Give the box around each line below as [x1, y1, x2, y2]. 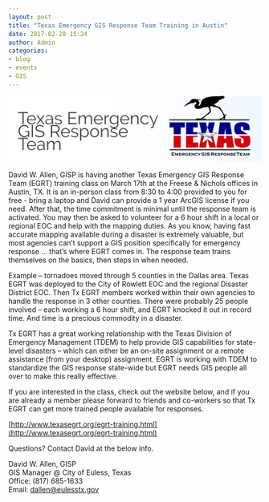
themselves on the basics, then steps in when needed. [8, 255, 189, 265]
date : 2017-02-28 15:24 [8, 30, 88, 38]
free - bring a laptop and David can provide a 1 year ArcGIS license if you [8, 196, 250, 205]
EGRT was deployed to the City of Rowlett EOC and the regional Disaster [8, 279, 249, 289]
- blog [8, 55, 31, 63]
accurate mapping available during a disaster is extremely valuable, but [8, 229, 244, 240]
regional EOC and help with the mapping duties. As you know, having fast [8, 221, 251, 231]
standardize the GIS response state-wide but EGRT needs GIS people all [8, 363, 247, 373]
